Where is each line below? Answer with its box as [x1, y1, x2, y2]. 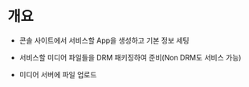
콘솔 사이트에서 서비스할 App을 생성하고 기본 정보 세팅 [18, 35, 190, 45]
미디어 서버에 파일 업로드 [18, 69, 97, 79]
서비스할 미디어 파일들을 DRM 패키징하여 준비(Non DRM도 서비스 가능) [18, 52, 242, 62]
